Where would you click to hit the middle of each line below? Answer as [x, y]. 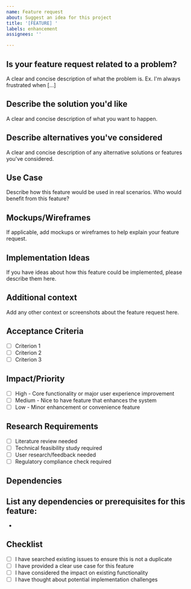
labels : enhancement [32, 29]
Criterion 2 [28, 353]
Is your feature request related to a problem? [92, 64]
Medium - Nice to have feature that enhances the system [86, 400]
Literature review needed [46, 441]
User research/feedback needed [55, 455]
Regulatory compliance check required [63, 461]
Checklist [25, 545]
